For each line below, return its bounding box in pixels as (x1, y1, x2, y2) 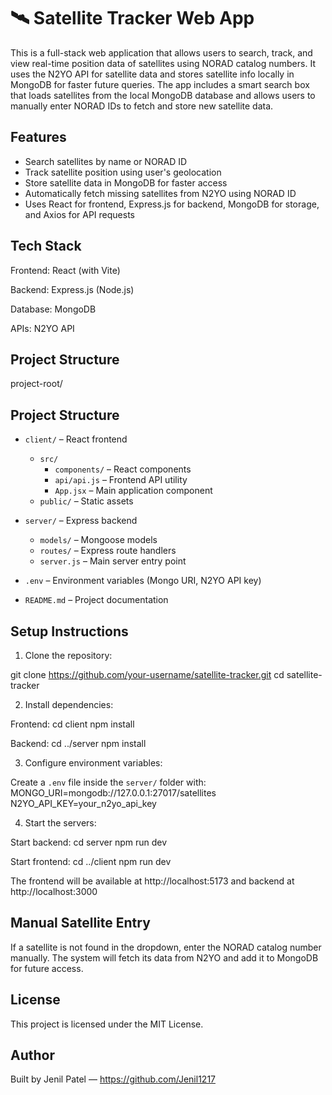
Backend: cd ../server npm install (10, 738, 147, 749)
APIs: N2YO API (10, 322, 75, 334)
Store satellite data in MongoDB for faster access (24, 176, 228, 189)
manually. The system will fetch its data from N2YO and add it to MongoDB (10, 951, 319, 964)
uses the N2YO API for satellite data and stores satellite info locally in (10, 68, 295, 80)
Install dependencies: (24, 699, 114, 710)
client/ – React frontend (24, 433, 128, 445)
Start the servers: (24, 817, 97, 829)
